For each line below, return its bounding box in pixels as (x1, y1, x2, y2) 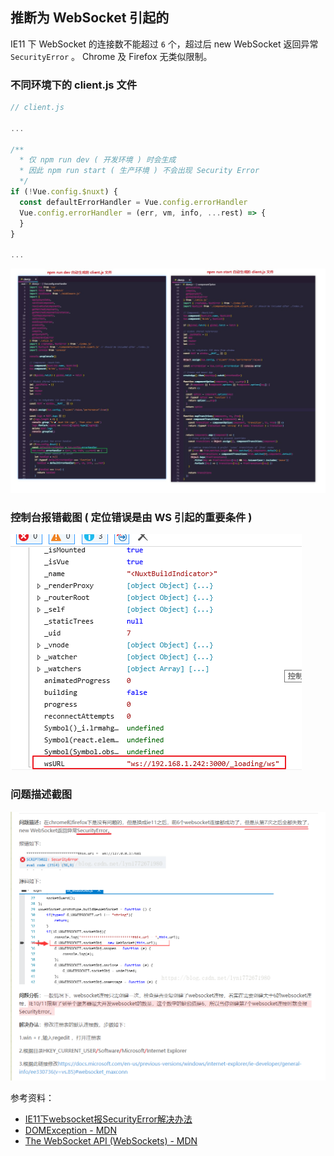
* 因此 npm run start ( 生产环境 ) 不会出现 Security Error (19, 166, 260, 176)
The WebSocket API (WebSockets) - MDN (24, 1134, 198, 1147)
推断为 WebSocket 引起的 (10, 9, 170, 27)
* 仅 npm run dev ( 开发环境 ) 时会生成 (19, 155, 177, 165)
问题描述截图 (10, 788, 73, 802)
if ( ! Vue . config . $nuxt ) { (10, 187, 118, 197)
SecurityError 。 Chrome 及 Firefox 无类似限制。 (10, 50, 213, 62)
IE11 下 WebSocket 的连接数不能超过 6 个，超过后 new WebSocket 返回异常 (10, 38, 319, 50)
